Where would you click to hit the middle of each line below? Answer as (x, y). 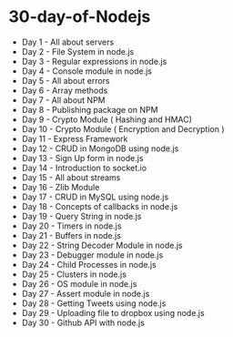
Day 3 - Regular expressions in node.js (94, 61)
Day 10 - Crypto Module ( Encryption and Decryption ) (123, 128)
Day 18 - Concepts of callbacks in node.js (100, 206)
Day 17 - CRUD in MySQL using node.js (95, 197)
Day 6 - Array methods (65, 90)
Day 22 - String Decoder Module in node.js (102, 245)
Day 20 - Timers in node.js (71, 226)
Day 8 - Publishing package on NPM (90, 109)
